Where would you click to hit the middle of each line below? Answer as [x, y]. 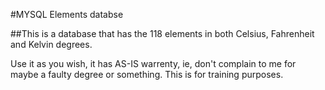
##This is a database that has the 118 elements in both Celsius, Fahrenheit [162, 33]
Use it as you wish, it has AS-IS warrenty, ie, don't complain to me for [153, 63]
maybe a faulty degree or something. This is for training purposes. [147, 74]
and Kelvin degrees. [51, 44]
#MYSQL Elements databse [67, 14]
